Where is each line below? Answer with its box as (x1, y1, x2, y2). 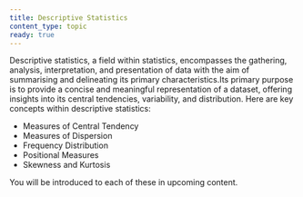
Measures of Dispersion (22, 131, 113, 142)
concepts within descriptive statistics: (9, 103, 152, 114)
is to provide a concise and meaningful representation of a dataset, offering (9, 84, 293, 95)
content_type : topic (9, 22, 88, 31)
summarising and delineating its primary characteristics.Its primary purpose (9, 74, 294, 85)
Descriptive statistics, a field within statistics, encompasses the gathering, (9, 55, 288, 66)
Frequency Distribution (22, 140, 109, 151)
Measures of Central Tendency (22, 121, 139, 132)
